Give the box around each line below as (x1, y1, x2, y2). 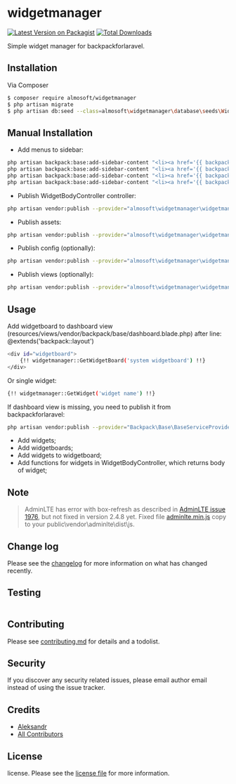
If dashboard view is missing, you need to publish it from (7, 403, 171, 411)
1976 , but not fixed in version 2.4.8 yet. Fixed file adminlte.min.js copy (24, 513, 227, 521)
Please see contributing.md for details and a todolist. (7, 637, 160, 646)
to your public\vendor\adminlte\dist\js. (24, 520, 135, 528)
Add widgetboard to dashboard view (7, 322, 114, 330)
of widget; (17, 466, 48, 475)
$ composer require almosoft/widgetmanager (7, 94, 137, 101)
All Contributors (17, 730, 63, 738)
